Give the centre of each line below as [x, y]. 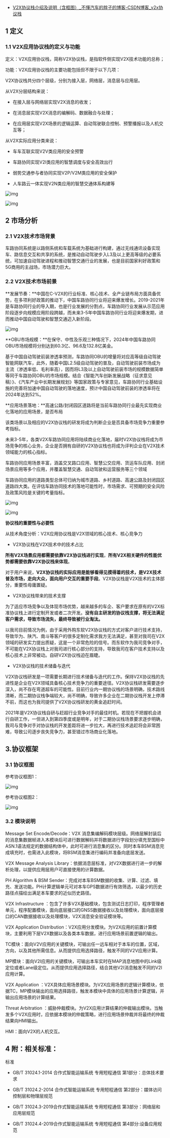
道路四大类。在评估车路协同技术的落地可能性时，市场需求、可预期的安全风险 [85, 486]
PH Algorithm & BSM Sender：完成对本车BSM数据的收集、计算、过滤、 [80, 880]
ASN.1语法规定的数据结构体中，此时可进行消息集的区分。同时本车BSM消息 [83, 846]
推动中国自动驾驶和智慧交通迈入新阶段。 [52, 319]
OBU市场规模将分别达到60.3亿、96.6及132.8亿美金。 [60, 346]
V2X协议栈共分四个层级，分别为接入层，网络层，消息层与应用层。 [74, 80]
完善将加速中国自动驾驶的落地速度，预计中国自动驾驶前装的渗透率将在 [87, 388]
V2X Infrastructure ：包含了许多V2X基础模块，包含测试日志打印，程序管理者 [85, 903]
